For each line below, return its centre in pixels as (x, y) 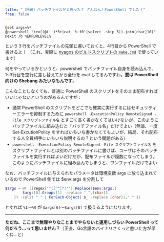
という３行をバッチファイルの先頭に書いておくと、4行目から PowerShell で (81, 46)
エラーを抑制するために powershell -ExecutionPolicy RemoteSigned (84, 113)
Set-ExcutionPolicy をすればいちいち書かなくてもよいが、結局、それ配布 (85, 132)
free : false (17, 14)
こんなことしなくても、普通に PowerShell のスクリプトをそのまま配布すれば (82, 91)
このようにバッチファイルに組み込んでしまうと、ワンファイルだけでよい (85, 162)
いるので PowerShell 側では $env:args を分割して (54, 179)
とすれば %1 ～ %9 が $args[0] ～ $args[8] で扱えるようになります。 (70, 207)
